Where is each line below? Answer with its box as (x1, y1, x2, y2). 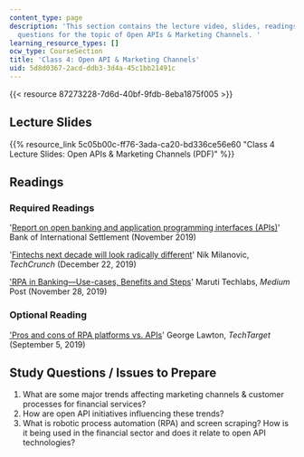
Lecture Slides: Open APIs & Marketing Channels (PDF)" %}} (9, 148, 235, 159)
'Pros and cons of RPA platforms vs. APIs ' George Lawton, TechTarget (9, 329, 271, 340)
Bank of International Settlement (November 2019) (9, 232, 197, 243)
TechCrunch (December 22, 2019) (9, 259, 138, 270)
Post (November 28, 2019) (9, 286, 108, 297)
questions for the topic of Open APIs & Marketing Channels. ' (17, 30, 261, 39)
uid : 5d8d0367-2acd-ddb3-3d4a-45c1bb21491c (9, 64, 176, 73)
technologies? (22, 437, 75, 448)
